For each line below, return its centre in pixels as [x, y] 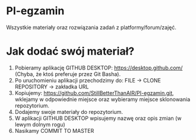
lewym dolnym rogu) [40, 124]
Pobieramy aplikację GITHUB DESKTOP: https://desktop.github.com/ [99, 68]
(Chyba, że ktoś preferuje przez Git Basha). [67, 74]
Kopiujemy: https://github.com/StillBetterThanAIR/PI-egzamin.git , [94, 93]
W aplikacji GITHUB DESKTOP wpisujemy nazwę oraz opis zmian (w [98, 118]
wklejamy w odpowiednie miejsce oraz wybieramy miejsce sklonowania [102, 99]
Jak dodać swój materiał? [70, 51]
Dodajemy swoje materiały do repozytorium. [69, 112]
